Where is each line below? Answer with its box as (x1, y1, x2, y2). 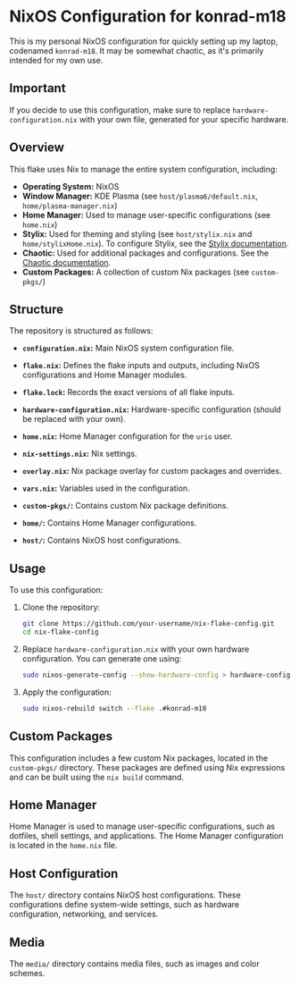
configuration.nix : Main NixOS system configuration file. (21, 342, 235, 354)
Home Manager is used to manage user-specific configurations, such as (9, 821, 275, 832)
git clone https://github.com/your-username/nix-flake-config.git (21, 619, 275, 628)
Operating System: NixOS (21, 181, 120, 191)
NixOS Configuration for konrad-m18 (9, 6, 287, 27)
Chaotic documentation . (21, 257, 112, 267)
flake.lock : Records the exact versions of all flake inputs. (21, 387, 235, 398)
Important (9, 80, 66, 96)
